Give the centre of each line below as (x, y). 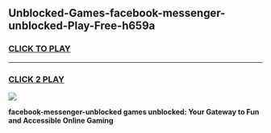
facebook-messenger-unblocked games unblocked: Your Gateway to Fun (134, 111)
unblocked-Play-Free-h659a (82, 26)
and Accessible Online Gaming (61, 120)
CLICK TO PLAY (40, 49)
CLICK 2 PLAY (36, 79)
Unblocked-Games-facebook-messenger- (117, 13)
